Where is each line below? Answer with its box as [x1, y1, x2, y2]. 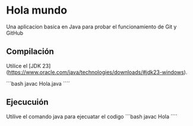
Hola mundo [6, 4, 67, 17]
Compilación [6, 47, 55, 57]
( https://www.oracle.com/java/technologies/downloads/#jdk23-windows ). [6, 69, 188, 76]
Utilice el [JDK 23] [6, 62, 51, 69]
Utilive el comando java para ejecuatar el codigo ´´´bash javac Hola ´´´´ [6, 113, 178, 120]
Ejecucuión [6, 97, 49, 107]
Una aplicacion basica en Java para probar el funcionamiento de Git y [6, 23, 177, 30]
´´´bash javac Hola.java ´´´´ [6, 80, 70, 87]
